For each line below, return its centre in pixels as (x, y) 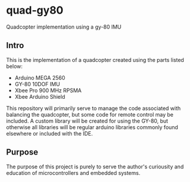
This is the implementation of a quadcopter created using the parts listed (95, 59)
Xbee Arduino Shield (40, 96)
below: (14, 66)
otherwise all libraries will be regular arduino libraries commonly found (92, 127)
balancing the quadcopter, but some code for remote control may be (90, 114)
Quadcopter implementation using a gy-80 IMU (64, 27)
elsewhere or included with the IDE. (50, 133)
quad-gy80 (35, 10)
